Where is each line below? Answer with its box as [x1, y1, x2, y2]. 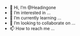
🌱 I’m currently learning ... [9, 15, 62, 20]
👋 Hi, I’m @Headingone [9, 5, 56, 10]
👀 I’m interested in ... [9, 10, 51, 16]
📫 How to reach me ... [9, 26, 55, 31]
